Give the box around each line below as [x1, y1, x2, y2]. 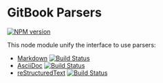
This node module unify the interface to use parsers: [7, 40, 156, 49]
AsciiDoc [17, 61, 43, 69]
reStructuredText [17, 69, 66, 77]
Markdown [17, 54, 48, 62]
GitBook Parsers [7, 5, 102, 21]
